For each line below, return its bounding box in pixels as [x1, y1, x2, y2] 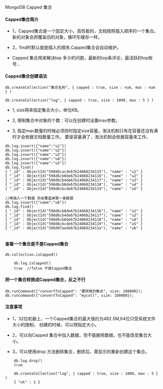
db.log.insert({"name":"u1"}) [5, 143, 67, 149]
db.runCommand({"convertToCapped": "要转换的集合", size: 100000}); [5, 288, 143, 294]
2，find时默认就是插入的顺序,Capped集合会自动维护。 [12, 44, 121, 50]
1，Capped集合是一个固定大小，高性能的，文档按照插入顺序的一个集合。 [12, 28, 159, 34]
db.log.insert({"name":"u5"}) [5, 161, 67, 166]
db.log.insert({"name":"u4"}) [5, 157, 67, 162]
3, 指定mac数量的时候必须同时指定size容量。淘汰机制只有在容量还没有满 [12, 128, 158, 134]
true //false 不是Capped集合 [14, 266, 72, 271]
